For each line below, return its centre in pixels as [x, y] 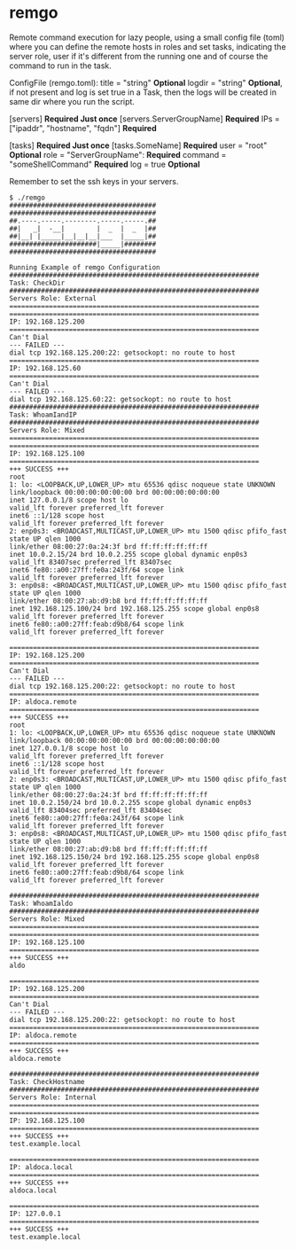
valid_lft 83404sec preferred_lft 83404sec [91, 810]
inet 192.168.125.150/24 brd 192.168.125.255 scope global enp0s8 [134, 857]
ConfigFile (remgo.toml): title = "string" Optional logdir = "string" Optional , [146, 82]
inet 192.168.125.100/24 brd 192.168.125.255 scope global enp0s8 [134, 609]
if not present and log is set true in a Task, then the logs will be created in [143, 92]
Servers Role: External [53, 298]
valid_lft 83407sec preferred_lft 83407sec [91, 562]
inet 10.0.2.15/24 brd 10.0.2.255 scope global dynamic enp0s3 [129, 554]
